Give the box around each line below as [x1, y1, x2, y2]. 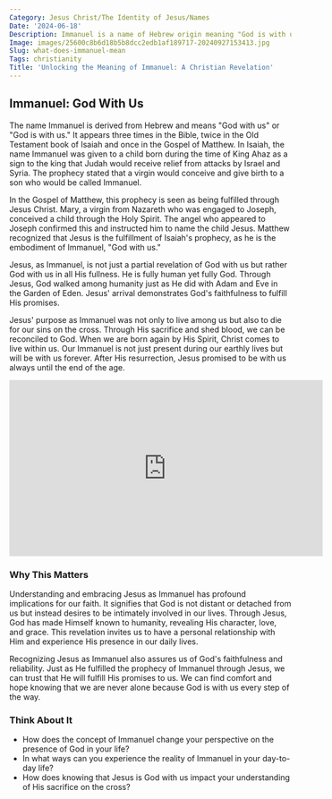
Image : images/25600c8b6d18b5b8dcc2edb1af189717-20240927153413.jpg [9, 38, 270, 47]
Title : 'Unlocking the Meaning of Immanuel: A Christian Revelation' [9, 64, 275, 72]
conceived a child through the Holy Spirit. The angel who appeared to [9, 213, 266, 224]
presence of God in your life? [21, 744, 130, 754]
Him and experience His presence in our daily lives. [9, 636, 199, 647]
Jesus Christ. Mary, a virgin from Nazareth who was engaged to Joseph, [9, 203, 277, 215]
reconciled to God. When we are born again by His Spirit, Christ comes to [9, 333, 280, 344]
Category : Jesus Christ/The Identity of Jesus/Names [9, 13, 210, 22]
